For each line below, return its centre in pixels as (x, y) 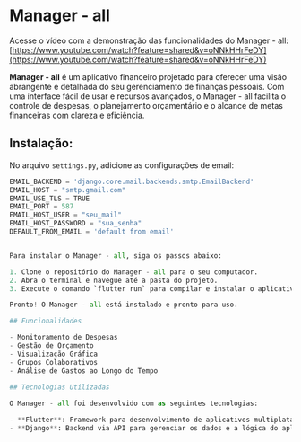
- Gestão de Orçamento (52, 346)
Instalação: (41, 143)
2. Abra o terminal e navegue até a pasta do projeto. (114, 280)
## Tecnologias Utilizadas (60, 387)
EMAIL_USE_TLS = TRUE (50, 199)
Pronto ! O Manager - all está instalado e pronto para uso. (124, 305)
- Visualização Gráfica (54, 354)
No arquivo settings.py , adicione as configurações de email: (122, 165)
